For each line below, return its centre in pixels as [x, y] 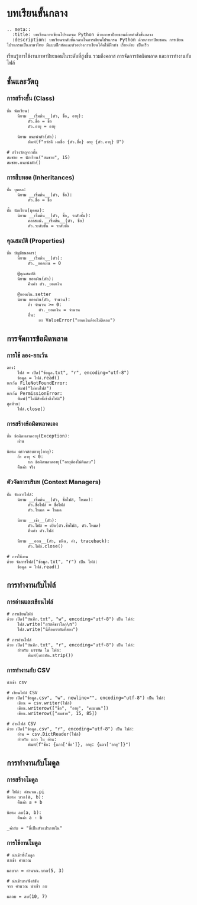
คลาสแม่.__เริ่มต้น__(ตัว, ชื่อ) [56, 220]
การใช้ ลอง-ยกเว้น [27, 355]
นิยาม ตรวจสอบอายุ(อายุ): [30, 452]
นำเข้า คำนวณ [19, 861]
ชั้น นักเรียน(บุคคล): [26, 210]
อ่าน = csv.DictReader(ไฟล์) [49, 735]
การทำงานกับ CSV [29, 671]
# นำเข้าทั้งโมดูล [21, 855]
